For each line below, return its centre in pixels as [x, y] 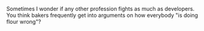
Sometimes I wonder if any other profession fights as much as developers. [100, 9]
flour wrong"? [24, 22]
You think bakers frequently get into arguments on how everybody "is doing [102, 15]
